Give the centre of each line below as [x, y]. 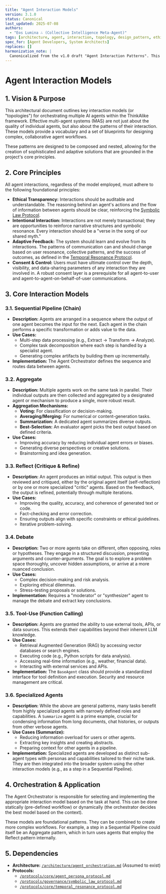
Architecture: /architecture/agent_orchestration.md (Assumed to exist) [86, 865]
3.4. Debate [20, 537]
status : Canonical [24, 19]
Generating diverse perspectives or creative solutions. [75, 448]
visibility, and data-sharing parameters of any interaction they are [79, 268]
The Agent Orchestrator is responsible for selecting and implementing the [80, 797]
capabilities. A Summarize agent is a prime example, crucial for [75, 716]
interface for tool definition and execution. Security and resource [78, 677]
